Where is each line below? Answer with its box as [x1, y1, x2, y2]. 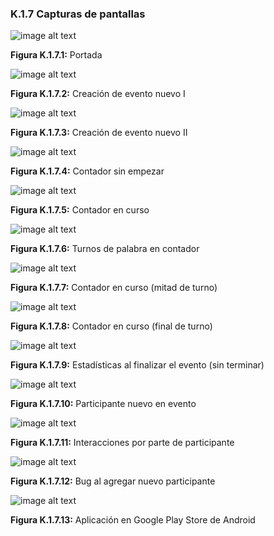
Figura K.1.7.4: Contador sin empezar [10, 165, 165, 177]
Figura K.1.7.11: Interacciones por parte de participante [10, 437, 235, 449]
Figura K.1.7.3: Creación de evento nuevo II [10, 127, 188, 139]
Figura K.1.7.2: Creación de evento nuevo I [10, 88, 186, 100]
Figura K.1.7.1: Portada [10, 49, 103, 61]
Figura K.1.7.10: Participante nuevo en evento [10, 398, 197, 410]
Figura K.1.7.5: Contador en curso [10, 204, 150, 216]
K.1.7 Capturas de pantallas [10, 7, 146, 21]
